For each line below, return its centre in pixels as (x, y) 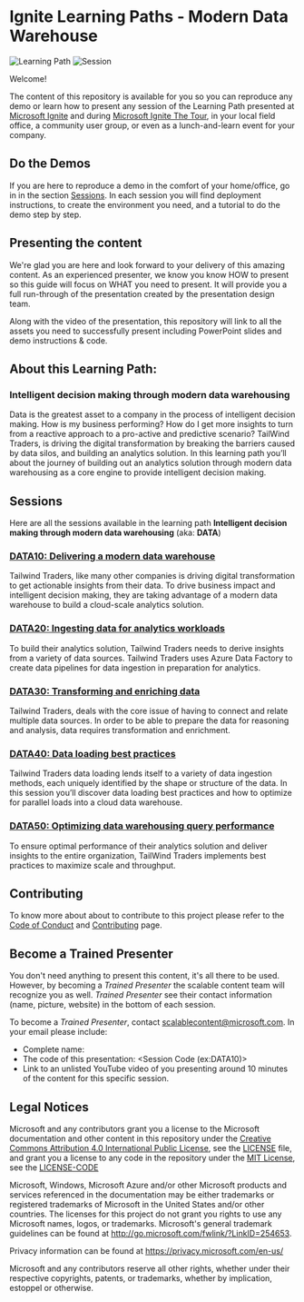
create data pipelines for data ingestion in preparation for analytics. (135, 667)
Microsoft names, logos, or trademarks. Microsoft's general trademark (141, 1223)
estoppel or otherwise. (51, 1287)
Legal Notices (49, 1107)
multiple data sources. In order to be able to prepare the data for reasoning (149, 721)
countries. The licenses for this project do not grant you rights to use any (146, 1214)
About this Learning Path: (83, 368)
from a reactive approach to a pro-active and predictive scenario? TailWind (150, 434)
